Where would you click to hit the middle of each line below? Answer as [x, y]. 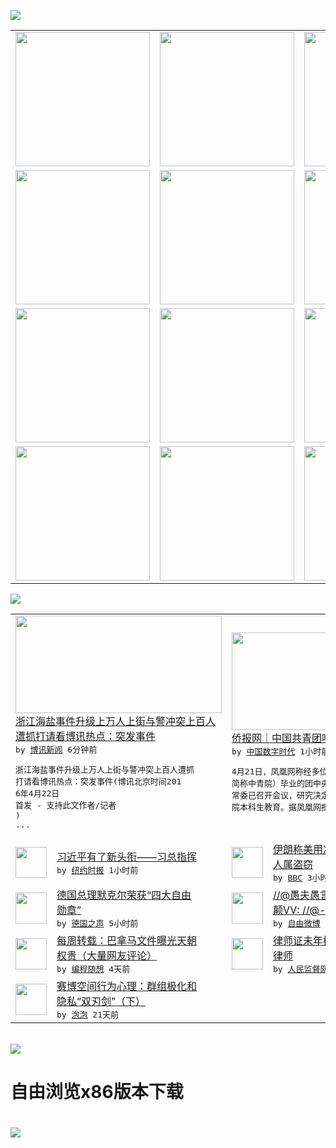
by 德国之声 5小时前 [97, 923]
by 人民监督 [297, 969]
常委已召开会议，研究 [272, 795]
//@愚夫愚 [296, 895]
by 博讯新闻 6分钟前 [56, 750]
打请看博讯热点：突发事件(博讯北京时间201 [98, 781]
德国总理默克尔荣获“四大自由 [124, 895]
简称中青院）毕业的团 [272, 783]
